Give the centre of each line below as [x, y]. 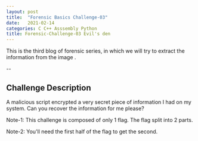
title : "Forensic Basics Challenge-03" [57, 17]
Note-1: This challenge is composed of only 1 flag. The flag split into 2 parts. [100, 119]
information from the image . [41, 57]
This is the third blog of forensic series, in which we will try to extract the [95, 51]
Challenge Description [49, 88]
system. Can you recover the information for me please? [75, 108]
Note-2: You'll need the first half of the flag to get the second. [82, 131]
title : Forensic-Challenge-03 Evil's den [58, 34]
